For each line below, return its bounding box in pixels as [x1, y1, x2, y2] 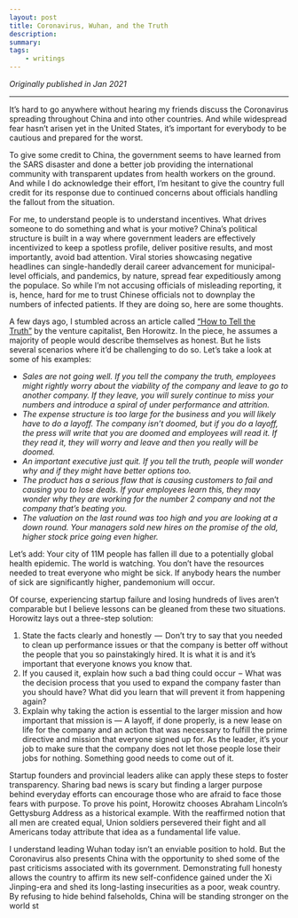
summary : [9, 37, 42, 47]
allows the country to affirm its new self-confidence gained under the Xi [9, 872, 272, 882]
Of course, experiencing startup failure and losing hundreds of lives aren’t [9, 594, 279, 605]
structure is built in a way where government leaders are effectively [9, 233, 256, 243]
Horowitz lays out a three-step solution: [9, 613, 153, 623]
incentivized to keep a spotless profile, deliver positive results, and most [9, 242, 273, 253]
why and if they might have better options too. [21, 465, 192, 476]
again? [21, 696, 47, 707]
